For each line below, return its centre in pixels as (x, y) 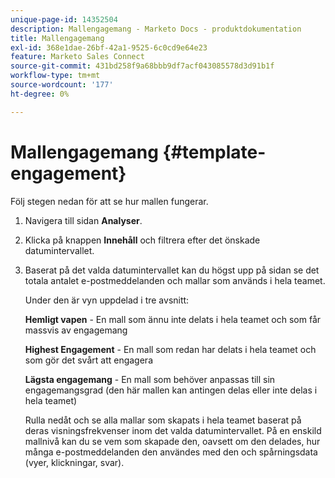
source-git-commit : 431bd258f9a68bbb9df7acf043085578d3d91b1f (142, 66)
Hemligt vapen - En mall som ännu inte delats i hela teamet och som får (173, 319)
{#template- (214, 152)
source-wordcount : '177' (62, 85)
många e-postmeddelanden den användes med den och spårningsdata (171, 452)
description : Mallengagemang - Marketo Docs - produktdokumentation (156, 29)
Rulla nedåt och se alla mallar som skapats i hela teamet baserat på (163, 420)
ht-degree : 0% (40, 94)
